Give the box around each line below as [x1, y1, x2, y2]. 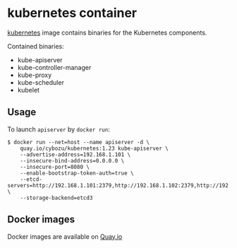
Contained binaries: [7, 42, 65, 50]
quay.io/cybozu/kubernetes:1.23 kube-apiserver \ [20, 145, 169, 152]
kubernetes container [7, 5, 138, 21]
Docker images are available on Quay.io [7, 232, 123, 241]
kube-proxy [17, 71, 52, 79]
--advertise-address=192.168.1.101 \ [20, 150, 131, 158]
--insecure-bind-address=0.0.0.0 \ [20, 157, 125, 164]
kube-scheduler [17, 78, 65, 86]
